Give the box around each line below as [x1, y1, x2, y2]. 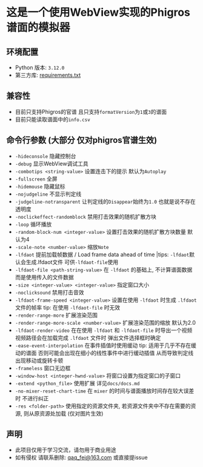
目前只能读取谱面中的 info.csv [15, 116, 91, 123]
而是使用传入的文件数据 [15, 273, 74, 280]
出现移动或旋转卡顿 [15, 357, 64, 364]
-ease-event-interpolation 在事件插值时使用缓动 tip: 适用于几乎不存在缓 [15, 342, 197, 349]
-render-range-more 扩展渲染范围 [15, 311, 98, 319]
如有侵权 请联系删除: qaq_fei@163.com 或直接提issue [15, 454, 148, 461]
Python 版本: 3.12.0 [15, 64, 65, 71]
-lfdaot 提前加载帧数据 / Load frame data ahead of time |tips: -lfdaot [15, 251, 190, 258]
